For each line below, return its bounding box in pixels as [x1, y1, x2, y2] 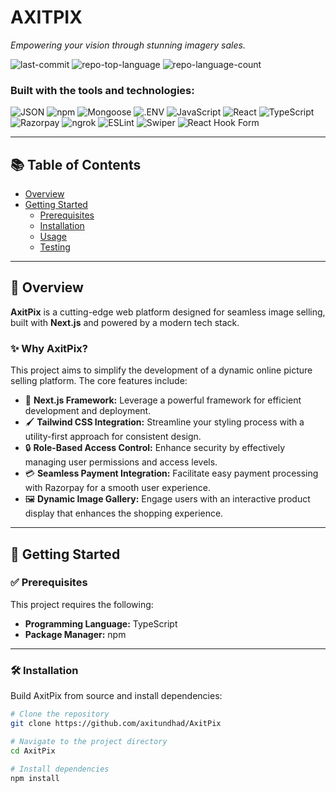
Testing [39, 241, 71, 253]
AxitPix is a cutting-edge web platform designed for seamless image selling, [10, 306, 326, 318]
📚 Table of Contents [10, 156, 142, 173]
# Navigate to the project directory [10, 736, 168, 746]
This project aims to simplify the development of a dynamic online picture [10, 364, 313, 376]
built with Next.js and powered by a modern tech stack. [10, 316, 240, 328]
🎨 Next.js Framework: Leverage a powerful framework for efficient [24, 394, 302, 406]
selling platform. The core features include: [10, 375, 188, 387]
